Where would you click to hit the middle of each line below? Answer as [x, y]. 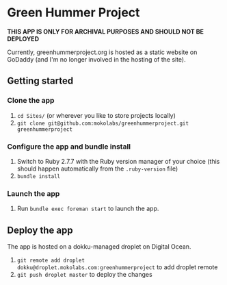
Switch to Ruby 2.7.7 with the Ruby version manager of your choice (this [118, 161]
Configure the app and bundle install [69, 147]
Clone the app [31, 101]
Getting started [40, 81]
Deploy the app [40, 230]
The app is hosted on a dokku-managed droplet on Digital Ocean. [99, 247]
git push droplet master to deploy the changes [84, 275]
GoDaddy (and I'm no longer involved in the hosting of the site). [96, 59]
